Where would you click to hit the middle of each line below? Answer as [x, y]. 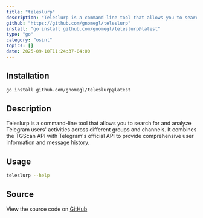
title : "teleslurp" [31, 12]
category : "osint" [29, 40]
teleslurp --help [28, 176]
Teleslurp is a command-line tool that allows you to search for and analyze [99, 123]
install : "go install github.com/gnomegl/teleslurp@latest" [84, 29]
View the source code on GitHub [47, 209]
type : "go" [20, 35]
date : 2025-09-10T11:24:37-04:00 [48, 51]
